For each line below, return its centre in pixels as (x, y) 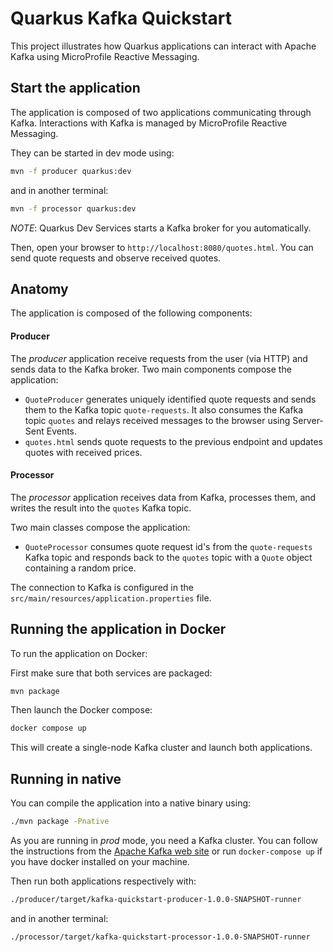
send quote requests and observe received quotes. (116, 258)
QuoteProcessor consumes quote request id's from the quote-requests (168, 546)
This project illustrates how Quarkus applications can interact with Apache (163, 46)
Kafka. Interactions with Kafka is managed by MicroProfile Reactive (149, 123)
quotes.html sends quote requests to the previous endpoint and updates (173, 441)
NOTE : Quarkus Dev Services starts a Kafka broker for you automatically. (161, 228)
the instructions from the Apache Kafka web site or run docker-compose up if (166, 851)
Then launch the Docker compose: (81, 710)
